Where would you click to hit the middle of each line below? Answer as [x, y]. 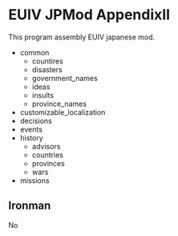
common [34, 52]
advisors [46, 146]
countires [48, 61]
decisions [36, 120]
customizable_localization [63, 112]
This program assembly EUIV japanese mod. [82, 37]
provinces [49, 163]
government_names [65, 78]
